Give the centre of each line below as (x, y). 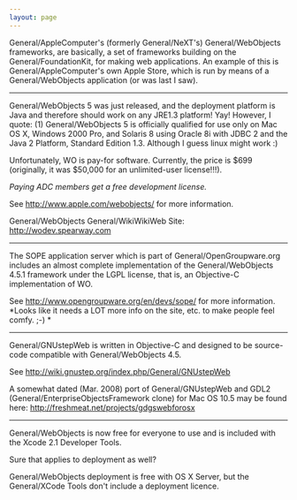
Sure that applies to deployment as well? (83, 459)
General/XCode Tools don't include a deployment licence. (114, 486)
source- (269, 345)
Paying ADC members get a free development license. (108, 186)
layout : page (33, 17)
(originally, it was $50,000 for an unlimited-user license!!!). (116, 170)
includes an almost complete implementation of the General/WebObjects (141, 265)
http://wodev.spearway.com (61, 230)
